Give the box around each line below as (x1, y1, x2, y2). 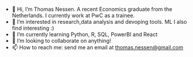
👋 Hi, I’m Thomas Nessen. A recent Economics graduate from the (11, 6, 173, 12)
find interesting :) (11, 24, 54, 31)
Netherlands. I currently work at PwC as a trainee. (11, 12, 135, 19)
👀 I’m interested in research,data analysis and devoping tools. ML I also (11, 18, 187, 25)
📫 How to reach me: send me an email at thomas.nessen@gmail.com (11, 44, 183, 50)
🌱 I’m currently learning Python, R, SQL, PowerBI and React (11, 31, 158, 38)
